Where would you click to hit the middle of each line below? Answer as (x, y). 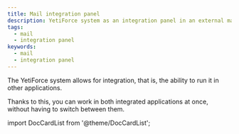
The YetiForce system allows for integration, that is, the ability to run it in (113, 80)
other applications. (35, 88)
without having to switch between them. (66, 109)
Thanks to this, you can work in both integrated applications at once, (108, 101)
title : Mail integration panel (54, 14)
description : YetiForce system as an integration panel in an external (116, 21)
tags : (15, 27)
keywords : (22, 47)
